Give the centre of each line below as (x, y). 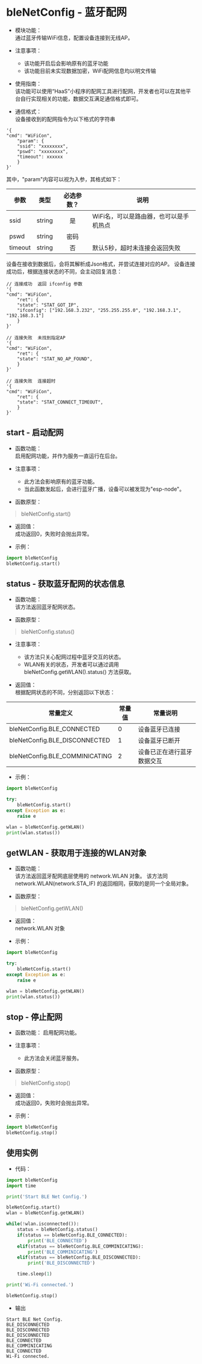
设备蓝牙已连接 (159, 729)
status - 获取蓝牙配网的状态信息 (66, 584)
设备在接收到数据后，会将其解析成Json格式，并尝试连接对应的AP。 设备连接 (101, 264)
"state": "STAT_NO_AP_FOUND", (55, 359)
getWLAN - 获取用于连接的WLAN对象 (76, 853)
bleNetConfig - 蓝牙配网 (67, 12)
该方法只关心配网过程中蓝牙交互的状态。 (74, 657)
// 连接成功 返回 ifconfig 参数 (44, 284)
